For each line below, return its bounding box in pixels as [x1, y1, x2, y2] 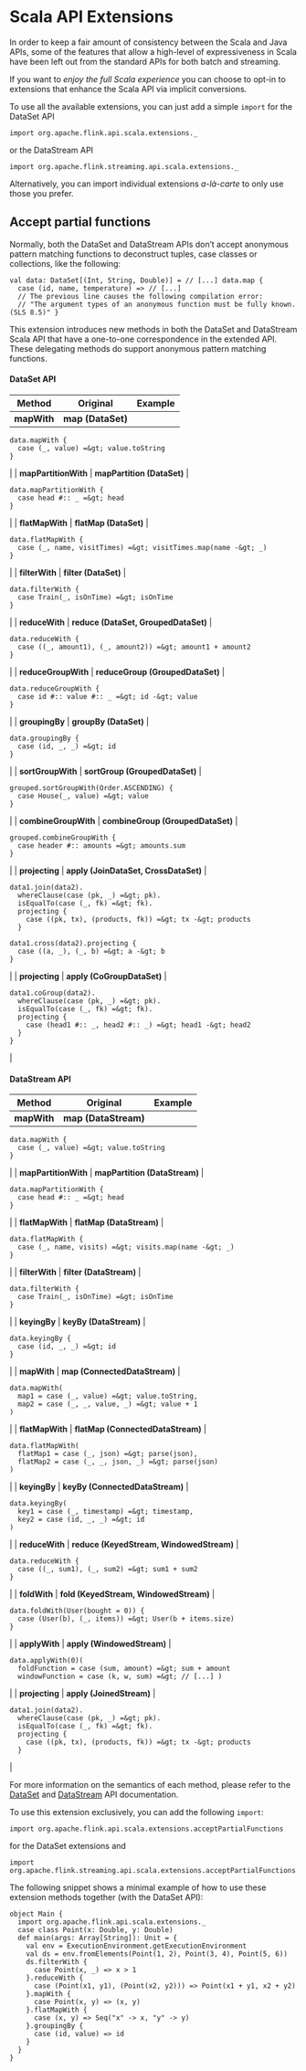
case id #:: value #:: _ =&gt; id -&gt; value [17, 692, 198, 701]
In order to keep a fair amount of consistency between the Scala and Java [9, 37, 288, 48]
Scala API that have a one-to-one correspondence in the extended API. [9, 333, 278, 344]
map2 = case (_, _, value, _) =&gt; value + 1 [17, 1400, 198, 1409]
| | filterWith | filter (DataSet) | [9, 566, 126, 577]
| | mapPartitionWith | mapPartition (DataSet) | [9, 468, 189, 479]
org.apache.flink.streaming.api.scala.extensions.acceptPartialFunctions [9, 1866, 297, 1876]
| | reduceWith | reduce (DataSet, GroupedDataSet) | [9, 617, 213, 628]
